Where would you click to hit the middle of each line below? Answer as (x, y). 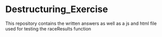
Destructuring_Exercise (57, 9)
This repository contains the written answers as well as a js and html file (81, 23)
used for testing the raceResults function (48, 28)
